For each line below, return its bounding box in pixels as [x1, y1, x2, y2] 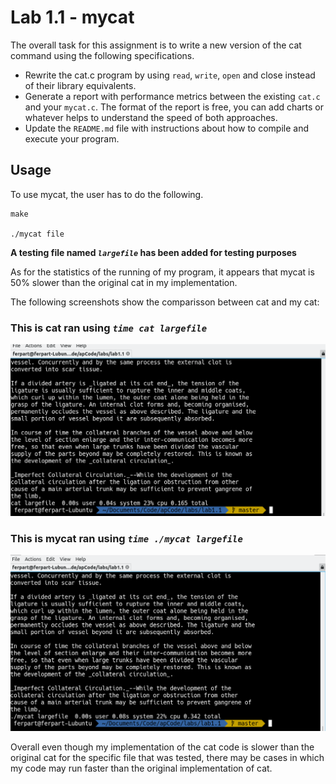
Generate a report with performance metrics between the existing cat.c [24, 90, 321, 102]
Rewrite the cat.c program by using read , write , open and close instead [24, 69, 316, 81]
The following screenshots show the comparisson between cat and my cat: [10, 296, 320, 308]
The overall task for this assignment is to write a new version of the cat [10, 39, 302, 51]
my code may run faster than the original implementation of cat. [10, 762, 273, 775]
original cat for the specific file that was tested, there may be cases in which [10, 752, 325, 764]
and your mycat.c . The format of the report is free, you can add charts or [24, 101, 325, 113]
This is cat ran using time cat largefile [10, 321, 208, 335]
